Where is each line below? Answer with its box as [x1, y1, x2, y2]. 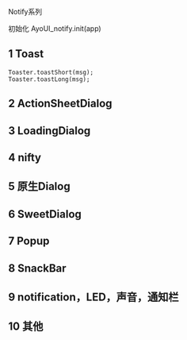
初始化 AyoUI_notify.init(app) [8, 24, 101, 33]
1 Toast [8, 47, 44, 61]
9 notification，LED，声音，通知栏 [8, 290, 180, 303]
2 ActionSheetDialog [8, 97, 113, 110]
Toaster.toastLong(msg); [8, 75, 90, 83]
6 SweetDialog [8, 207, 82, 221]
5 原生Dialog [8, 180, 71, 193]
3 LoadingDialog [8, 124, 91, 137]
